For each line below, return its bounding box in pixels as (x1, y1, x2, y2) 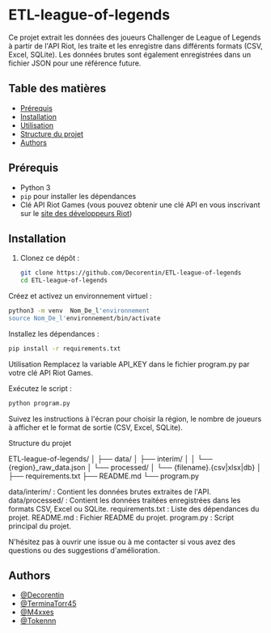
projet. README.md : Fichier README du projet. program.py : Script (8, 512, 235, 522)
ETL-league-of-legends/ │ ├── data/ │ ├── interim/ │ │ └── (8, 453, 213, 463)
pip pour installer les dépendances (19, 191, 137, 201)
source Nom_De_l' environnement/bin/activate (8, 314, 161, 322)
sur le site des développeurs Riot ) (19, 208, 133, 218)
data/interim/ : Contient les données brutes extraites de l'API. (8, 486, 212, 496)
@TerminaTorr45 (19, 599, 77, 609)
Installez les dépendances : (8, 329, 100, 338)
